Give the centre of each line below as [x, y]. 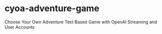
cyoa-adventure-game [52, 8]
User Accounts [20, 27]
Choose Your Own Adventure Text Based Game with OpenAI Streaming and [81, 22]
